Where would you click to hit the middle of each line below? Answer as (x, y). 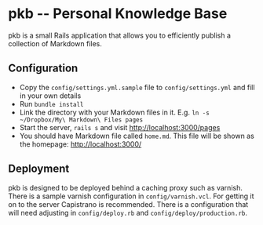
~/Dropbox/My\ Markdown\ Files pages (81, 120)
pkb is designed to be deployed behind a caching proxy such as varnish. (126, 187)
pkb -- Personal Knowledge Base (118, 14)
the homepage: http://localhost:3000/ (80, 144)
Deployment (39, 169)
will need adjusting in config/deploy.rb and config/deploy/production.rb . (128, 212)
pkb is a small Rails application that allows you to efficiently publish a (120, 35)
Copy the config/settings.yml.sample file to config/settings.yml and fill (137, 87)
